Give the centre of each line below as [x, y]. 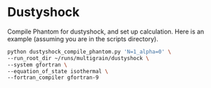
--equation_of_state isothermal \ [58, 71]
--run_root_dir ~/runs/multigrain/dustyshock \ [78, 58]
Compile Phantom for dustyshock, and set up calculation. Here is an [106, 31]
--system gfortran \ [38, 65]
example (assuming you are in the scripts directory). [83, 38]
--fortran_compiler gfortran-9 [53, 78]
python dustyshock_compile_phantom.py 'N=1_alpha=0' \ [89, 52]
